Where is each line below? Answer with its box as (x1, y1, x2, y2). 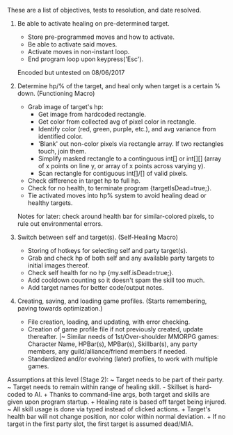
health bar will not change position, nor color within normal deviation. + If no (7, 413, 226, 420)
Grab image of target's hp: (27, 103, 104, 110)
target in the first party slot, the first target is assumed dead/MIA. (7, 420, 194, 428)
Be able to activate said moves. (27, 40, 118, 48)
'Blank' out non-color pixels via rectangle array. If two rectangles (38, 140, 224, 148)
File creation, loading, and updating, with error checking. (27, 318, 191, 326)
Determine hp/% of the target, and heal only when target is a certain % (17, 82, 221, 90)
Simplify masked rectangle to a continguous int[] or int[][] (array (38, 154, 222, 163)
